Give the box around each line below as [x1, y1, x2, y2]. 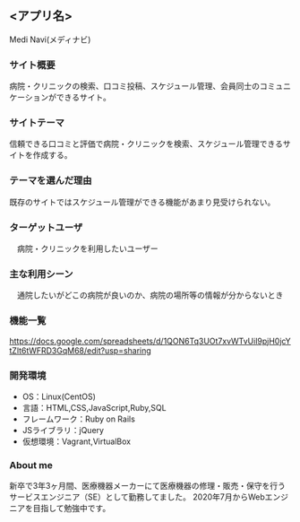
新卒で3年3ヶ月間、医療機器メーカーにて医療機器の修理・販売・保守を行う [9, 481, 287, 492]
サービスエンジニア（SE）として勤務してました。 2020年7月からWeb [9, 492, 266, 502]
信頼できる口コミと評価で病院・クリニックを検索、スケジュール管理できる [9, 138, 284, 150]
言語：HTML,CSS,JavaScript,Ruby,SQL [21, 402, 167, 413]
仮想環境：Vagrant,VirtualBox [21, 436, 132, 447]
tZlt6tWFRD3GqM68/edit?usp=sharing [9, 344, 152, 356]
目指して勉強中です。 [32, 503, 111, 514]
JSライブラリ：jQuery [21, 424, 105, 435]
